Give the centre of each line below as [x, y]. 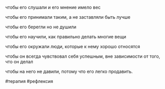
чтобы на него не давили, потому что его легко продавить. [69, 71]
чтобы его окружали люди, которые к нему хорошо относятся [73, 47]
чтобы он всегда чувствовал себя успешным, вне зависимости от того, [83, 56]
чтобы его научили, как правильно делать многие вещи [66, 37]
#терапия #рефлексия [29, 81]
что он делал [19, 62]
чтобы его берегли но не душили [41, 27]
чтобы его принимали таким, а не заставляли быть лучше [68, 17]
